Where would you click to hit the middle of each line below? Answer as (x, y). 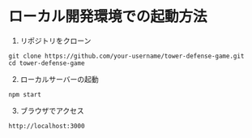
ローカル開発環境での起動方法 (108, 17)
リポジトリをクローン (56, 41)
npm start (25, 94)
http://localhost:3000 (47, 126)
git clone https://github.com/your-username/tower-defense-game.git (126, 56)
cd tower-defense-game (47, 63)
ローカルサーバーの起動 (59, 79)
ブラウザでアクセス (52, 110)
